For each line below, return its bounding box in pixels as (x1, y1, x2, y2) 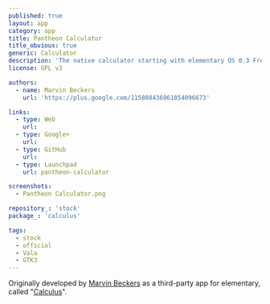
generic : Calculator (8, 49, 78, 57)
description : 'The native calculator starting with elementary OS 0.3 (8, 57, 250, 65)
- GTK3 (15, 257, 38, 265)
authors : (8, 78, 38, 87)
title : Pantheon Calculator (8, 34, 103, 43)
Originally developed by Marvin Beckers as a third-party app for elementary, (8, 278, 261, 288)
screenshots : (8, 183, 52, 191)
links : (8, 108, 31, 117)
